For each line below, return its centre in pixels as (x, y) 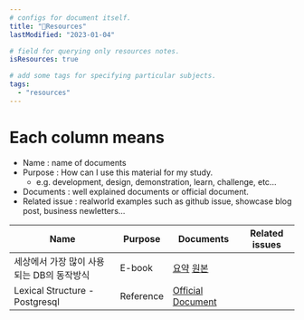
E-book (137, 267)
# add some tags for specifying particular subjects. (113, 76)
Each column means (87, 137)
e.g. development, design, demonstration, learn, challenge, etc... (156, 181)
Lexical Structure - (54, 290)
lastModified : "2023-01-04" (62, 34)
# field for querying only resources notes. (95, 51)
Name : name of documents (74, 162)
